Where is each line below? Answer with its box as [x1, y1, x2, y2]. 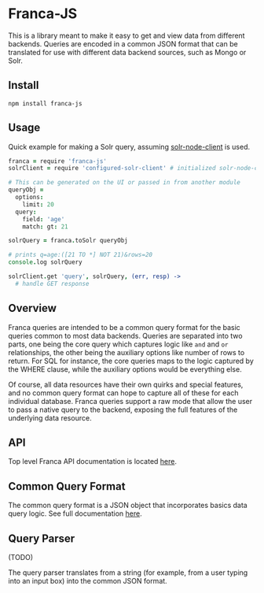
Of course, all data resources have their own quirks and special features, [8, 380, 244, 389]
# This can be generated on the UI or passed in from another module [8, 179, 241, 187]
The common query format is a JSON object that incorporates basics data [8, 501, 247, 510]
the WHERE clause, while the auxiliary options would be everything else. [8, 364, 242, 374]
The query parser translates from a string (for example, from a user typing [8, 568, 248, 577]
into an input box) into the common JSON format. [8, 576, 167, 586]
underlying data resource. [8, 413, 92, 422]
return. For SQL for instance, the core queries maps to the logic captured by [8, 356, 254, 365]
